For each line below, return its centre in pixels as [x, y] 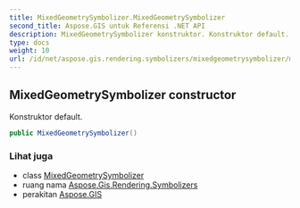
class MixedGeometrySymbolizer [83, 175]
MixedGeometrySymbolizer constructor [123, 95]
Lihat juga [31, 155]
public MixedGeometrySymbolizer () [74, 133]
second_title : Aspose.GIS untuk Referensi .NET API [107, 26]
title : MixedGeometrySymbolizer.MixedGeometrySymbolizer [117, 17]
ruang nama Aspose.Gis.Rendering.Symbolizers [110, 185]
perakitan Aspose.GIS [62, 194]
